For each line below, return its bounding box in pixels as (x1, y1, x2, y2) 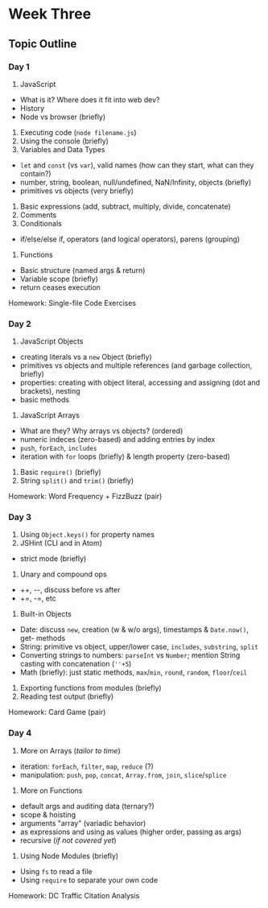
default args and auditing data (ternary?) (19, 801, 155, 811)
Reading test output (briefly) (19, 691, 114, 701)
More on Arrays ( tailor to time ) (19, 745, 121, 755)
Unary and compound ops (19, 569, 107, 580)
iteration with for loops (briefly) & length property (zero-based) (19, 452, 231, 461)
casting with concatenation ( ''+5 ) (19, 659, 132, 669)
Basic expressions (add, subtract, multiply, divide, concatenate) (19, 201, 231, 211)
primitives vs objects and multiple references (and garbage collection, (19, 361, 253, 370)
